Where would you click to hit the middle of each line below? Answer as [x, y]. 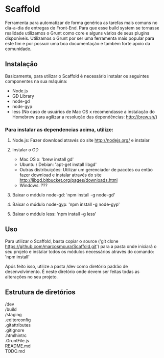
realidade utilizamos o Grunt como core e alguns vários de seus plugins [77, 33]
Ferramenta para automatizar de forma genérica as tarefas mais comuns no [81, 23]
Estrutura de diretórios [40, 292]
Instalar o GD [25, 150]
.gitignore [15, 330]
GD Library [23, 96]
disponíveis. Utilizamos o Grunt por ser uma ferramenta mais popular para [80, 38]
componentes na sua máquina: [36, 81]
